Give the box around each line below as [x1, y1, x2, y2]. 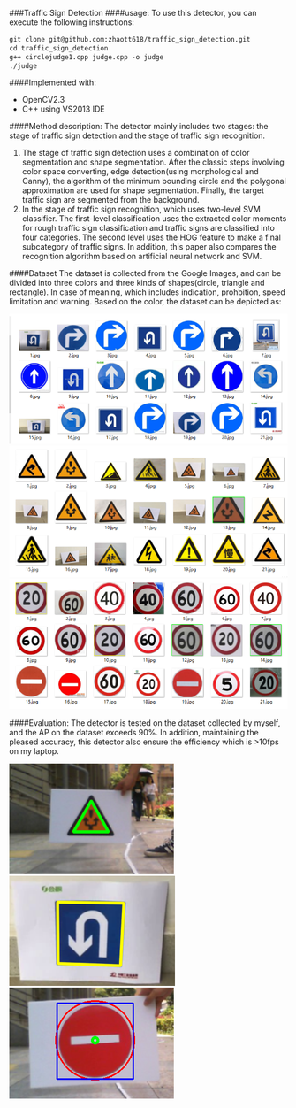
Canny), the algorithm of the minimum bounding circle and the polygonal [21, 176, 287, 186]
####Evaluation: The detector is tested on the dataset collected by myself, [9, 718, 281, 728]
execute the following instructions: [9, 17, 135, 27]
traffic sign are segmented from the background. [21, 195, 201, 204]
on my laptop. [9, 746, 59, 757]
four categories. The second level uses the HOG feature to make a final [21, 232, 281, 242]
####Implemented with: [9, 77, 97, 88]
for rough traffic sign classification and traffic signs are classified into [21, 223, 276, 233]
